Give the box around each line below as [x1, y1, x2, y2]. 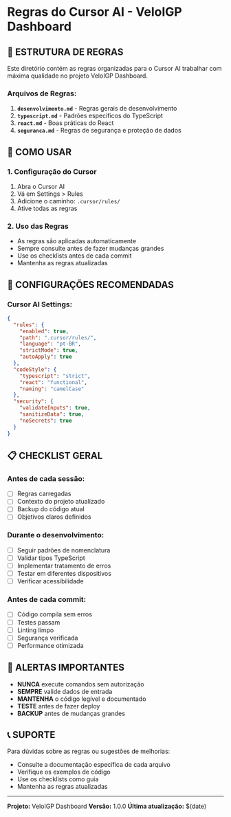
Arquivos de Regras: [7, 89, 77, 98]
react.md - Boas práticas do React [16, 119, 114, 127]
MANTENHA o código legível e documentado [16, 695, 146, 703]
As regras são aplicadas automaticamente [16, 237, 136, 245]
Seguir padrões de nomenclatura [16, 546, 111, 554]
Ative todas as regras [16, 204, 78, 212]
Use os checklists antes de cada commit [16, 251, 132, 260]
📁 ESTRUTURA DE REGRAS [7, 46, 124, 58]
